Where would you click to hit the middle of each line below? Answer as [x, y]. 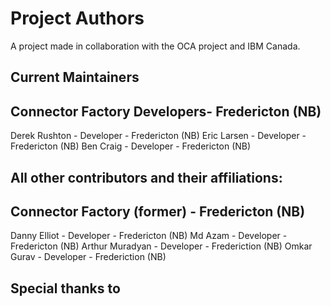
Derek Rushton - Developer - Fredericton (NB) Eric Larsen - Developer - [158, 136]
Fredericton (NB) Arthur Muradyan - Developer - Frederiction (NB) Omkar [161, 246]
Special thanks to [65, 288]
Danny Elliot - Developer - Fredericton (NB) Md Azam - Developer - [149, 236]
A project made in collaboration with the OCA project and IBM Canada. [155, 46]
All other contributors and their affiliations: [146, 177]
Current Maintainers [75, 77]
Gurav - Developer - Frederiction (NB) [88, 257]
